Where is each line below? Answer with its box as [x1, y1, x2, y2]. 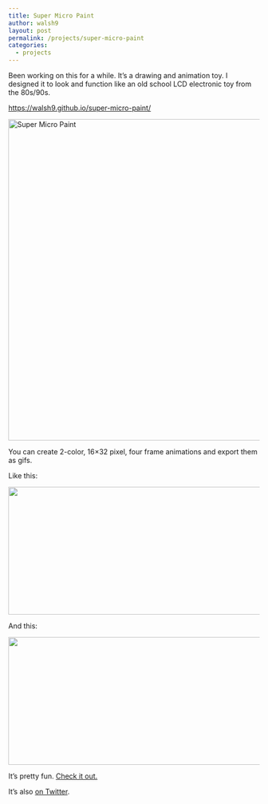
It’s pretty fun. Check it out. [8, 771, 98, 781]
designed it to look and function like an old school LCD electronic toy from [8, 79, 252, 89]
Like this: [8, 471, 38, 480]
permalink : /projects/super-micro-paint [8, 34, 145, 42]
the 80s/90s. [8, 88, 50, 97]
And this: [8, 621, 38, 631]
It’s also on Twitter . [8, 787, 70, 796]
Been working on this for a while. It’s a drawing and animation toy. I [8, 71, 228, 80]
